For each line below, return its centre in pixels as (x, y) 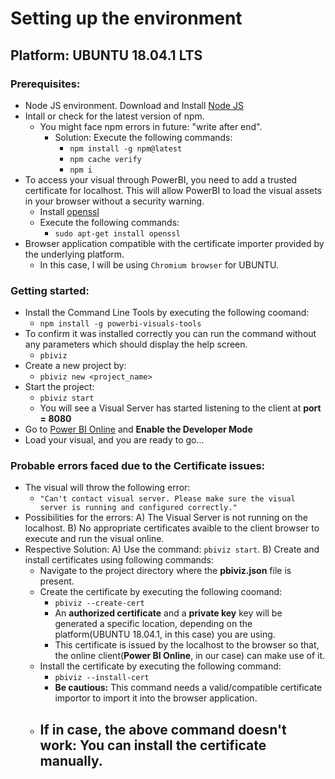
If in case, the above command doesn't (163, 729)
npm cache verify (105, 159)
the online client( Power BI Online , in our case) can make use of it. (190, 656)
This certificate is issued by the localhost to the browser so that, (187, 645)
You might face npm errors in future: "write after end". (151, 126)
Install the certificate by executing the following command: (160, 666)
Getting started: (50, 290)
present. (57, 581)
